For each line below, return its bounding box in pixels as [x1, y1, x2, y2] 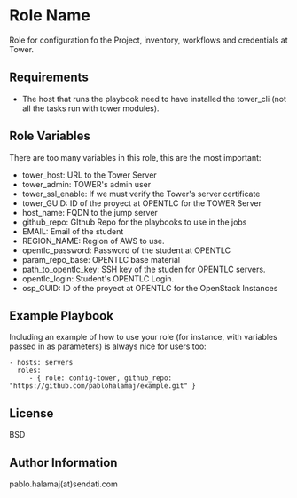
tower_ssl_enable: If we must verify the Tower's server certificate [21, 188, 261, 199]
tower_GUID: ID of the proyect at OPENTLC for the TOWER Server [21, 197, 262, 209]
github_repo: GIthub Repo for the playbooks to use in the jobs [21, 217, 247, 227]
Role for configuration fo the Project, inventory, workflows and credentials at [9, 35, 288, 45]
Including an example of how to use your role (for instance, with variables [9, 332, 277, 343]
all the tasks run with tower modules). [21, 103, 160, 114]
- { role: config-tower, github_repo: [28, 374, 173, 383]
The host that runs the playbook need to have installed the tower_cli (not [21, 93, 286, 104]
